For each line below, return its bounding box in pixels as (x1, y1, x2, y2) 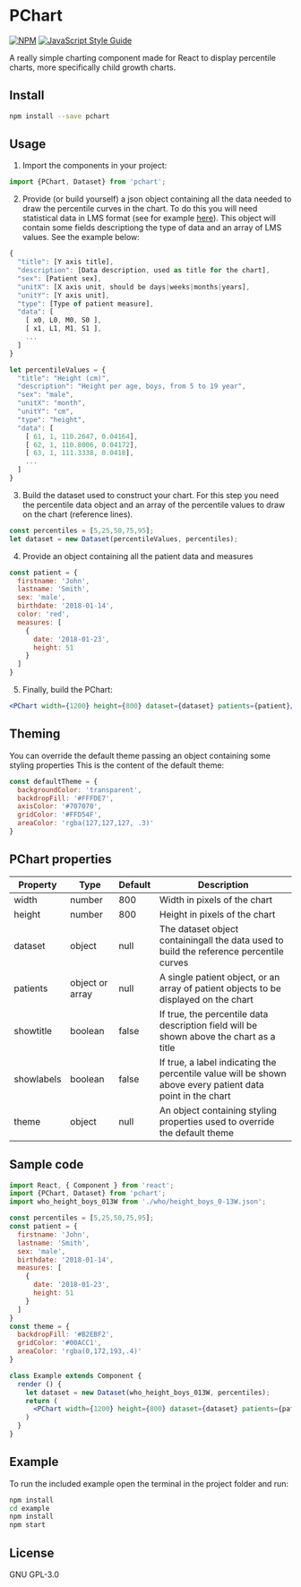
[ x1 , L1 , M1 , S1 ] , (25, 324, 102, 333)
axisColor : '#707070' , (17, 802, 102, 811)
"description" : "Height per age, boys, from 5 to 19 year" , (17, 382, 246, 391)
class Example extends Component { (9, 1371, 142, 1380)
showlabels (13, 1073, 62, 1085)
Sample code (9, 1157, 84, 1172)
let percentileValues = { (9, 365, 106, 375)
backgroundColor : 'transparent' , (17, 785, 142, 794)
